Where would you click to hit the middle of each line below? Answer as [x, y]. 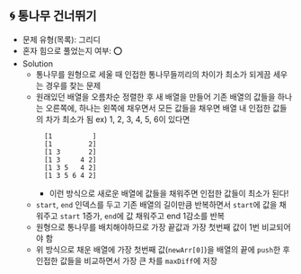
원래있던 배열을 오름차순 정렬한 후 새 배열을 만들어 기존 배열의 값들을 [155, 96]
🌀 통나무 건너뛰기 [53, 16]
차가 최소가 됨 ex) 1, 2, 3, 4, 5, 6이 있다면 [118, 119]
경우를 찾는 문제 [73, 85]
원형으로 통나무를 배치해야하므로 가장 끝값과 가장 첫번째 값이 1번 [148, 226]
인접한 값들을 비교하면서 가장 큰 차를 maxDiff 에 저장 [127, 261]
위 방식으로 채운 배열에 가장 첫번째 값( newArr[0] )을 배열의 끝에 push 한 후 [163, 249]
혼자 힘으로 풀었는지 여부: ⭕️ [72, 50]
